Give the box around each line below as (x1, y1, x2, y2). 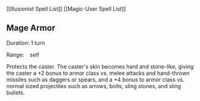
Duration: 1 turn (6, 39, 45, 47)
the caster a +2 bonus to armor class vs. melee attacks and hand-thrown (6, 69, 190, 77)
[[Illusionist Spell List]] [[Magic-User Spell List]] (6, 6, 126, 12)
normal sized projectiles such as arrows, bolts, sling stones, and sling (6, 82, 182, 89)
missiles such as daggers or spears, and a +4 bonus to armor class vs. (6, 76, 185, 83)
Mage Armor (6, 23, 56, 33)
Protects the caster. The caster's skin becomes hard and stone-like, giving (6, 62, 194, 70)
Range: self (6, 51, 40, 58)
